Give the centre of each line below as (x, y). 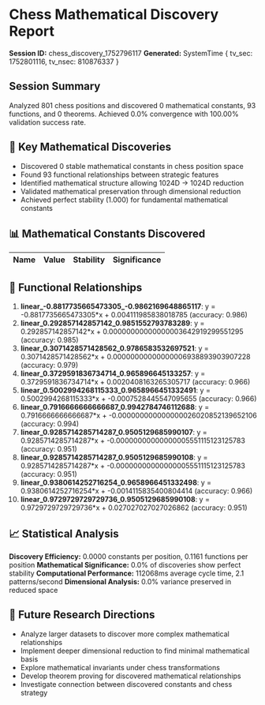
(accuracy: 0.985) (49, 340)
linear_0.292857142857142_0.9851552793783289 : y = (112, 323)
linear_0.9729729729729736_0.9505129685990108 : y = (115, 500)
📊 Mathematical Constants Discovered (107, 233)
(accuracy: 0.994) (50, 424)
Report (32, 31)
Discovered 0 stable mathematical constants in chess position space (132, 166)
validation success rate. (47, 122)
